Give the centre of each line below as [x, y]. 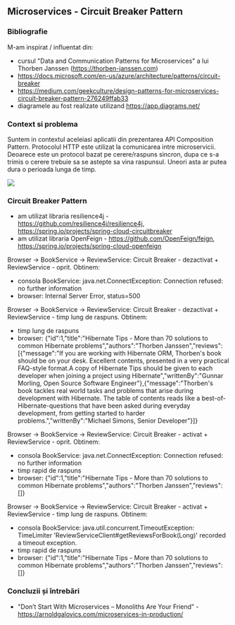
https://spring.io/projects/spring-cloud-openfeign [89, 246]
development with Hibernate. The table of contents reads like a [109, 399]
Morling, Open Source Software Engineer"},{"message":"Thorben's [115, 383]
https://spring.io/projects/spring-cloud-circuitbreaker [95, 231]
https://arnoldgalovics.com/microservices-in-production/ [100, 614]
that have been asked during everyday [135, 406]
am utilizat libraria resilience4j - [63, 216]
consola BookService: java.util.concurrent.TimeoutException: [106, 528]
